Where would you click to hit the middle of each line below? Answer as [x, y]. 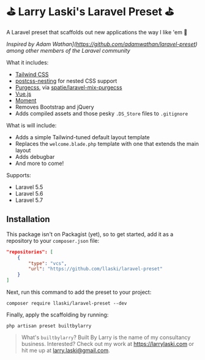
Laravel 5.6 [29, 193]
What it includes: [28, 62]
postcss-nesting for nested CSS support [66, 81]
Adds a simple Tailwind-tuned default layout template [82, 137]
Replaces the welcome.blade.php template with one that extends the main [107, 144]
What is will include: [32, 125]
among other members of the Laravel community [68, 50]
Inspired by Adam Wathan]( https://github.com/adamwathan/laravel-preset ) [102, 44]
